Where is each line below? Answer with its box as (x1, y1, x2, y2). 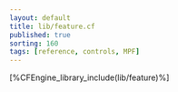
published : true (9, 30, 71, 39)
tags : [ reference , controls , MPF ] (9, 47, 141, 56)
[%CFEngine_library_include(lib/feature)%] (9, 72, 170, 83)
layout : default (9, 13, 71, 23)
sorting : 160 (9, 38, 59, 48)
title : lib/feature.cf (9, 22, 95, 31)
